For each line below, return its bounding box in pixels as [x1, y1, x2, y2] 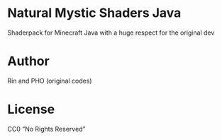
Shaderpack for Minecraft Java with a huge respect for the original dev [7, 28, 215, 37]
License [7, 101, 55, 117]
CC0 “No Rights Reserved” [7, 124, 86, 133]
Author [7, 53, 50, 69]
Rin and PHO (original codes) [7, 76, 92, 85]
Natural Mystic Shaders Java [7, 5, 182, 21]
